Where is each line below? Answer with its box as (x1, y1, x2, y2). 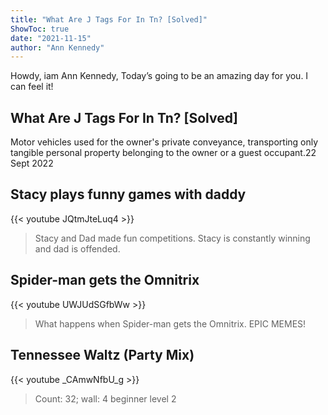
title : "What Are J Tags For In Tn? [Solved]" (10, 14, 208, 25)
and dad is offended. (34, 242, 121, 255)
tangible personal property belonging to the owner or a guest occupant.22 (10, 147, 317, 159)
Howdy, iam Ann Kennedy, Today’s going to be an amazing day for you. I (10, 70, 309, 82)
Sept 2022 (10, 157, 54, 170)
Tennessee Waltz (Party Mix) (10, 347, 195, 364)
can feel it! (10, 81, 54, 93)
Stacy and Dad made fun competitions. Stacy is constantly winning (34, 232, 311, 244)
